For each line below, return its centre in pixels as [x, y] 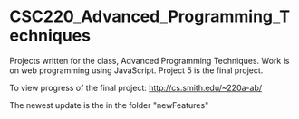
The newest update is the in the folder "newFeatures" [109, 105]
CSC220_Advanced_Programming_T [150, 17]
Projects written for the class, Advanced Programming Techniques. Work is [149, 60]
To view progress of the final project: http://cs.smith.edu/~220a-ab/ [136, 87]
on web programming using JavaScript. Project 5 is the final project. [136, 70]
